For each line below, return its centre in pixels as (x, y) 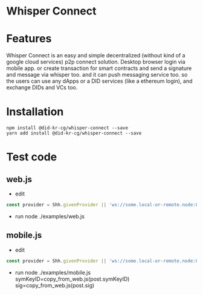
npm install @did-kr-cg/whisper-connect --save (67, 128)
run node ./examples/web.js (50, 216)
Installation (35, 112)
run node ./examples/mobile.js (53, 272)
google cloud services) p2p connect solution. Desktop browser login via (96, 62)
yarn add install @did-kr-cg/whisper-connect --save (74, 133)
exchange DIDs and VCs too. (42, 87)
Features (29, 39)
